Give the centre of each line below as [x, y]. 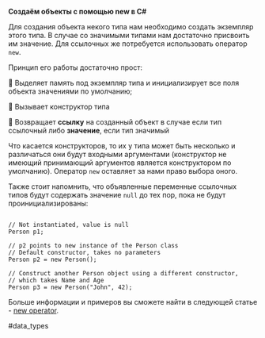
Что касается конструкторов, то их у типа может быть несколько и [122, 146]
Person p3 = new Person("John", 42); [70, 287]
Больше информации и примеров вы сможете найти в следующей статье [133, 302]
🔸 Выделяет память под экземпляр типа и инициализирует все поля [124, 83]
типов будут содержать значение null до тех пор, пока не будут [117, 195]
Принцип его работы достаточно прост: [75, 67]
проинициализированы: [48, 203]
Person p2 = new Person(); [53, 259]
